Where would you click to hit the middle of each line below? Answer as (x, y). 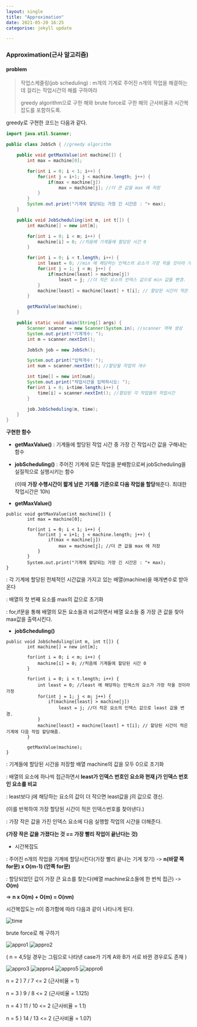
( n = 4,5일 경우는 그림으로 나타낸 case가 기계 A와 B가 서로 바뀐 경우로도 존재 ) (96, 957)
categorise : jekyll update (39, 28)
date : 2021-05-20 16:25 (35, 22)
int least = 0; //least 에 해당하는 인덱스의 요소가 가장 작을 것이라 (114, 685)
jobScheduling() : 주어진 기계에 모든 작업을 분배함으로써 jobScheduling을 (100, 464)
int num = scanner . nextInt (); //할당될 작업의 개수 (87, 366)
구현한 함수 (18, 432)
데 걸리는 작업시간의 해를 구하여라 (59, 90)
